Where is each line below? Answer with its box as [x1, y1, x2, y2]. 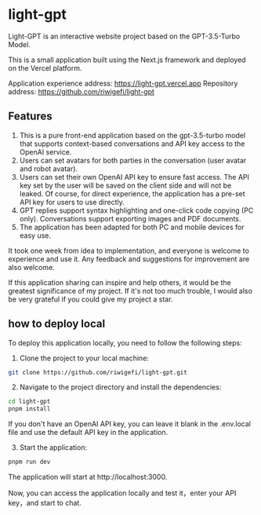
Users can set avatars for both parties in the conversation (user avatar [19, 155, 247, 165]
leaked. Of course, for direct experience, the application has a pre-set [19, 188, 245, 198]
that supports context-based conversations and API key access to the [19, 139, 245, 148]
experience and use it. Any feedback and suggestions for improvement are [8, 254, 250, 264]
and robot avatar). [19, 163, 78, 173]
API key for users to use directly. [19, 197, 125, 206]
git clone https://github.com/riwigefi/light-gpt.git [8, 368, 188, 376]
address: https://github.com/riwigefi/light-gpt [8, 86, 155, 96]
